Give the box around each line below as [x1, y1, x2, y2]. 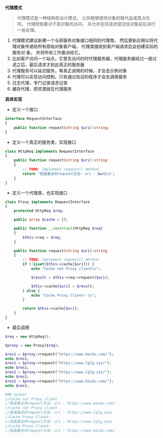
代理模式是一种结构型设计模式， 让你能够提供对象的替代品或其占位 [16, 15, 150, 21]
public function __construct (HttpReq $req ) [14, 226, 103, 231]
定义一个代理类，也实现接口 [12, 190, 68, 195]
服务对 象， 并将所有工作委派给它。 [12, 49, 83, 55]
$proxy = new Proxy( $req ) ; [5, 343, 60, 348]
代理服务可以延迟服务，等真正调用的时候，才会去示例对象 [12, 68, 127, 73]
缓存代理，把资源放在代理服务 [12, 86, 72, 92]
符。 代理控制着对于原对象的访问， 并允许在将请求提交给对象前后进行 [16, 21, 156, 27]
